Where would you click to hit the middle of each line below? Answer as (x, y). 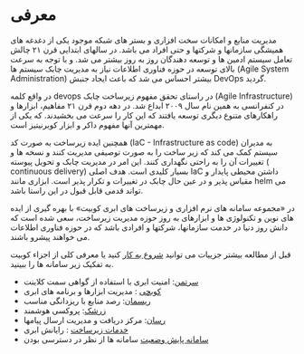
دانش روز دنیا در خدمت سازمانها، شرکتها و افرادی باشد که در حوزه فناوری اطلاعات (149, 227)
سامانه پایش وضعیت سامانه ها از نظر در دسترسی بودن (116, 339)
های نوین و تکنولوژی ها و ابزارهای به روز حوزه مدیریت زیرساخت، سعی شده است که (152, 217)
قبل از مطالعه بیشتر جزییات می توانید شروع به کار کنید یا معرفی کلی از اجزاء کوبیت (151, 254)
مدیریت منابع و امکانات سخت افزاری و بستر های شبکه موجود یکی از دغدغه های (143, 40)
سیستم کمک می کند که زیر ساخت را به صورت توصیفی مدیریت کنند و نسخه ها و (144, 152)
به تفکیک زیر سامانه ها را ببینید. (62, 263)
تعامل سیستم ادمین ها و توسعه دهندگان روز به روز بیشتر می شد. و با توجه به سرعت (152, 59)
